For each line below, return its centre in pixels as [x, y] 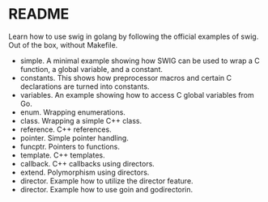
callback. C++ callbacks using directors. [87, 163]
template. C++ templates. [62, 155]
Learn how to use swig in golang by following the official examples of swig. [134, 36]
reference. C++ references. [66, 129]
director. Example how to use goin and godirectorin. [106, 189]
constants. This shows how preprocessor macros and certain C [126, 78]
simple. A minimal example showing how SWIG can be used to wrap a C [140, 61]
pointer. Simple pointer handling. [74, 137]
